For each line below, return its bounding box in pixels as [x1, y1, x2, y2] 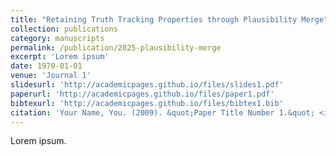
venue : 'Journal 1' [10, 71, 92, 81]
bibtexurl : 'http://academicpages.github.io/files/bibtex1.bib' [10, 98, 284, 108]
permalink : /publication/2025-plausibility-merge [10, 42, 222, 53]
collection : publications [10, 24, 118, 34]
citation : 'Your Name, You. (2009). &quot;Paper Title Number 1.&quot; [10, 107, 315, 118]
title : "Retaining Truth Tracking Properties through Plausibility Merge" [10, 14, 329, 25]
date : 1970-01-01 [10, 61, 83, 71]
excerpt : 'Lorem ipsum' [10, 52, 110, 62]
